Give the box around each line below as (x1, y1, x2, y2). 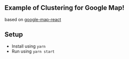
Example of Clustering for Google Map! (4, 4, 125, 12)
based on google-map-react (4, 16, 62, 22)
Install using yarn (11, 43, 46, 49)
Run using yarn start (11, 48, 55, 54)
